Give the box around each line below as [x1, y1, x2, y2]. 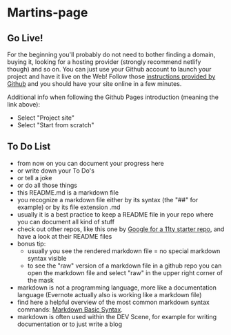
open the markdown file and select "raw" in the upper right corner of [27, 268, 223, 277]
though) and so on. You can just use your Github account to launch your [7, 65, 212, 73]
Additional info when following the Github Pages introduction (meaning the [7, 93, 219, 101]
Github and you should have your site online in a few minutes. [7, 80, 182, 87]
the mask [27, 276, 54, 284]
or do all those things [17, 181, 78, 189]
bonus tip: [17, 239, 46, 248]
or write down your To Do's [17, 166, 95, 175]
